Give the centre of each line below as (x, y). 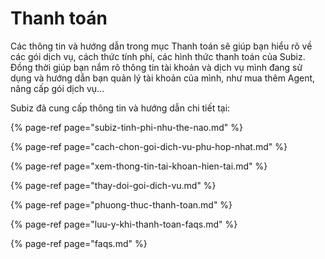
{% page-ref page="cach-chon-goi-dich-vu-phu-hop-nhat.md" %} (149, 146)
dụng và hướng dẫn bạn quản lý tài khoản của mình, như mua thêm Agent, (163, 78)
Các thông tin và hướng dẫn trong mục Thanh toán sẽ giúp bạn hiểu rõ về (161, 46)
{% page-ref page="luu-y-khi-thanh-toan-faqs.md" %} (124, 224)
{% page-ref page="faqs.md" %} (79, 243)
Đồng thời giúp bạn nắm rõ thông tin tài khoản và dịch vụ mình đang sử (156, 67)
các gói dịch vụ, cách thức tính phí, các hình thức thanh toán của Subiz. (158, 56)
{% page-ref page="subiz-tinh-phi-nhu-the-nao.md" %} (127, 127)
